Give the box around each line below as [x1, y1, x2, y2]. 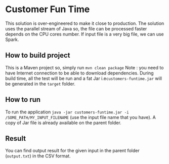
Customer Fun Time [5, 4, 90, 15]
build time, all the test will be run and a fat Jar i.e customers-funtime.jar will [5, 75, 162, 81]
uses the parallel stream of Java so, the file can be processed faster [5, 25, 147, 31]
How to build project [5, 51, 70, 60]
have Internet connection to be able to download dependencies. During [5, 70, 154, 76]
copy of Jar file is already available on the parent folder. [5, 119, 121, 126]
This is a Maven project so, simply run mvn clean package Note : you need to [5, 64, 164, 70]
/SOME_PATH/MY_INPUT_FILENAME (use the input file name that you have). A [5, 114, 156, 120]
